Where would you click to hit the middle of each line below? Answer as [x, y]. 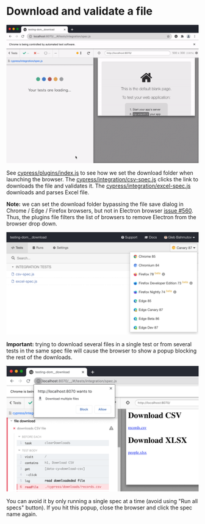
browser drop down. [32, 224]
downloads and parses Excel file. [48, 192]
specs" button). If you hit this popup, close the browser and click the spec [99, 508]
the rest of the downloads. [39, 357]
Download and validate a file [80, 11]
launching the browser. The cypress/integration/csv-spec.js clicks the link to [102, 179]
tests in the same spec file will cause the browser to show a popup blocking [102, 351]
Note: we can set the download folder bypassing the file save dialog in [95, 204]
